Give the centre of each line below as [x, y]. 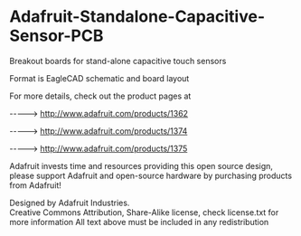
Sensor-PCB [56, 36]
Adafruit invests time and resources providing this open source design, [141, 165]
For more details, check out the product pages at [100, 96]
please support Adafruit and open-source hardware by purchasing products [150, 175]
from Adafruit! [35, 185]
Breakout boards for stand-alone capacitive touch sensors [118, 61]
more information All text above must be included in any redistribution [139, 222]
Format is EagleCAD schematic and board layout [99, 78]
